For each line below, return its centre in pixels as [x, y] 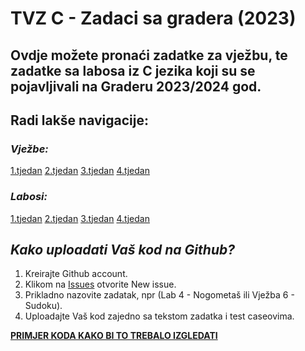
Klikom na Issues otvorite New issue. [100, 284]
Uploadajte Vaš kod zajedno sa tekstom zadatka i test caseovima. [159, 316]
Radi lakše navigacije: [80, 120]
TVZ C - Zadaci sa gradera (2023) [153, 18]
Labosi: [29, 197]
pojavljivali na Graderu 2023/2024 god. [136, 86]
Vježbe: [29, 149]
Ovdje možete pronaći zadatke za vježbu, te [149, 55]
